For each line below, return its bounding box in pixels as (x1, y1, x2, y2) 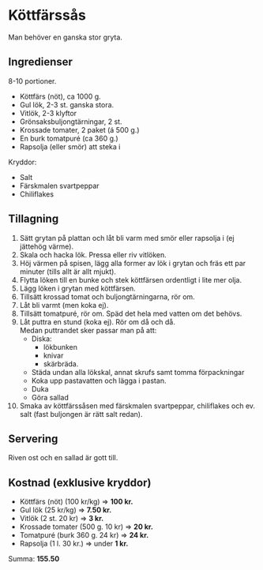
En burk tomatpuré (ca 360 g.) (19, 133, 118, 143)
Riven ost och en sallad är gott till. (8, 453, 118, 463)
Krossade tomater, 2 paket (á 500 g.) (19, 125, 140, 134)
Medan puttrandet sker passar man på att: (19, 325, 157, 335)
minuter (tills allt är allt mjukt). (19, 267, 117, 276)
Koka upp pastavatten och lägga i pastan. (31, 376, 167, 385)
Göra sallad (31, 392, 69, 402)
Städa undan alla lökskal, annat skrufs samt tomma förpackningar (31, 367, 245, 377)
